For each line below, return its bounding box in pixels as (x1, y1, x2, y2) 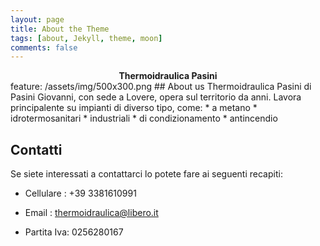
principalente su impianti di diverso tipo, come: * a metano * (10, 102, 258, 114)
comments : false (10, 42, 78, 53)
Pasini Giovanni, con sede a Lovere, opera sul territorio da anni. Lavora (10, 91, 302, 103)
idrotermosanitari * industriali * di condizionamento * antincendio (10, 112, 278, 125)
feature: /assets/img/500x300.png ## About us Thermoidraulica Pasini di (10, 81, 312, 93)
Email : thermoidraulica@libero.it (24, 207, 159, 219)
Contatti (10, 141, 63, 158)
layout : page (10, 14, 65, 25)
